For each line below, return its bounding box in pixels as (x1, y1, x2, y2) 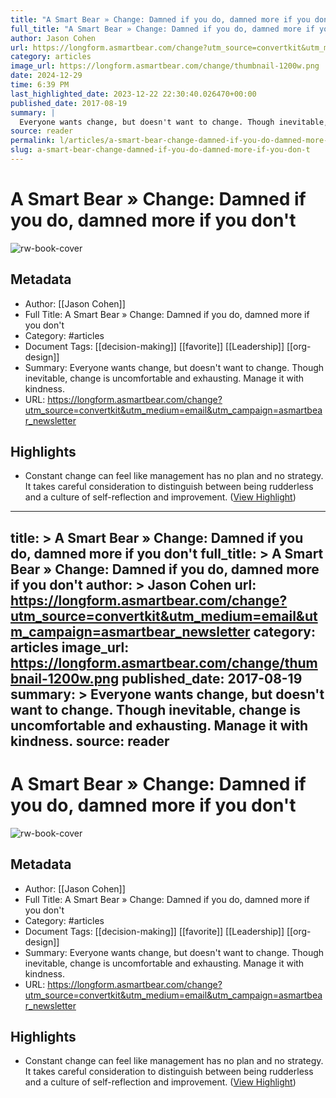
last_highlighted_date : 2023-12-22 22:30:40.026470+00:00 (10, 89, 257, 99)
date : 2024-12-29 (10, 71, 83, 81)
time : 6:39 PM (10, 80, 70, 90)
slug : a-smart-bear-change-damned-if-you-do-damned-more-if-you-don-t (10, 145, 311, 155)
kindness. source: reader (10, 732, 170, 750)
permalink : (10, 136, 56, 146)
